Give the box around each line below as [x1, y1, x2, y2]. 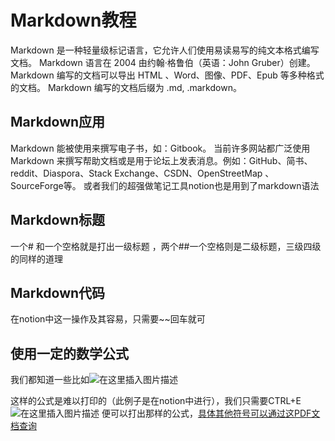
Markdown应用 [10, 114, 106, 131]
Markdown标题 [10, 212, 106, 229]
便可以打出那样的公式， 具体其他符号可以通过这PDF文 [101, 407, 321, 420]
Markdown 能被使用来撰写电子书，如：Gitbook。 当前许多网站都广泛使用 [10, 142, 311, 154]
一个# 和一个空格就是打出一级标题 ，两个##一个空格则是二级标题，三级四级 [10, 240, 322, 252]
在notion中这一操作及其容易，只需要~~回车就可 [10, 313, 206, 325]
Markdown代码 [10, 284, 106, 301]
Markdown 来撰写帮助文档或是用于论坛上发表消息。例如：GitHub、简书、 [10, 154, 313, 166]
